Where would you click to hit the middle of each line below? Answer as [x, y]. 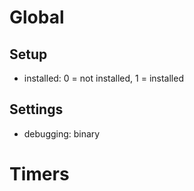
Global [37, 17]
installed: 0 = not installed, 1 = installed [103, 78]
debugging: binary [62, 133]
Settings [36, 109]
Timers [39, 174]
